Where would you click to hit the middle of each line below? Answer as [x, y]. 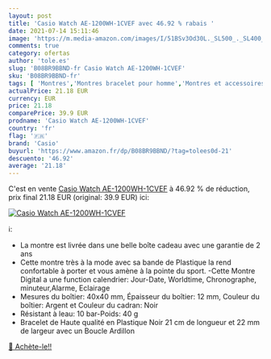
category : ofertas [39, 53]
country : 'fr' [32, 128]
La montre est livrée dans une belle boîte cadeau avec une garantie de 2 [140, 245]
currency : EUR [32, 98]
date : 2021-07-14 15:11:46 [54, 31]
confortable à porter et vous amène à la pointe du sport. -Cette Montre [138, 271]
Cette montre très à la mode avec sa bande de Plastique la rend [125, 262]
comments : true [34, 46]
